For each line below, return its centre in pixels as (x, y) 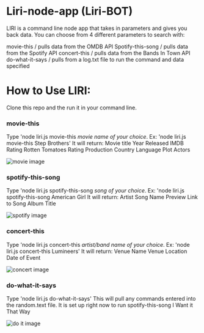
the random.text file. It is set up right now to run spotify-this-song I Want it (100, 305)
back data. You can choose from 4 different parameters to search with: (96, 34)
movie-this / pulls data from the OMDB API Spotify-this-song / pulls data (97, 46)
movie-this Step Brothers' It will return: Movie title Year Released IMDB (95, 143)
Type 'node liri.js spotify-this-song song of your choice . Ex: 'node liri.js (96, 191)
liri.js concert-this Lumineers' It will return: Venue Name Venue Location (97, 251)
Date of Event (24, 257)
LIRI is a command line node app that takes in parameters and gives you (97, 28)
